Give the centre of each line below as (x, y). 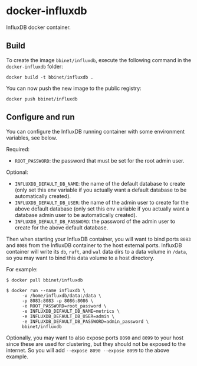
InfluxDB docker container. (38, 27)
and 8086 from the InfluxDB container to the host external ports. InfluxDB (94, 245)
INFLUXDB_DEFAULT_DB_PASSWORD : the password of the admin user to (95, 221)
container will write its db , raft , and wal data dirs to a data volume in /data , (97, 251)
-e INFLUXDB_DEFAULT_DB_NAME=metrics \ (70, 311)
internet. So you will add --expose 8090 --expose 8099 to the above (88, 350)
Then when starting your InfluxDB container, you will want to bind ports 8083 (98, 239)
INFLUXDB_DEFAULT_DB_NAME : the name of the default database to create (100, 183)
